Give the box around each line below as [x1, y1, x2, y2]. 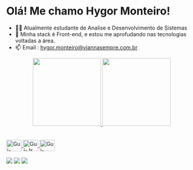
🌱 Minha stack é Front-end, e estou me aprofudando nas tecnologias [15, 30, 186, 37]
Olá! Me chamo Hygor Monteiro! [6, 4, 171, 18]
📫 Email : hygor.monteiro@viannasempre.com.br [15, 43, 138, 51]
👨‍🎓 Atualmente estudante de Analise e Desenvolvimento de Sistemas [15, 24, 188, 31]
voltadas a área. [15, 37, 56, 44]
